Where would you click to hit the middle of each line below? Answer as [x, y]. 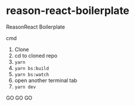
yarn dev [25, 87]
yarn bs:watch [32, 75]
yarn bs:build [32, 68]
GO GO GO [19, 98]
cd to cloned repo [36, 55]
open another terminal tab [46, 80]
